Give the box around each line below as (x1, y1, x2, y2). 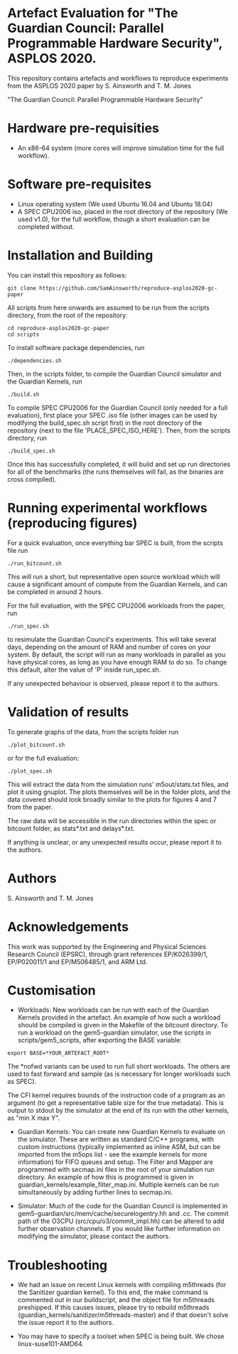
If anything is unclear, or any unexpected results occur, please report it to (7, 837, 222, 846)
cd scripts (7, 331, 40, 338)
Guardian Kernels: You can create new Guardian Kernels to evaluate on (17, 1128, 226, 1136)
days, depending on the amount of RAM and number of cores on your (7, 642, 211, 651)
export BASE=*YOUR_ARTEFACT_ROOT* (7, 1049, 110, 1057)
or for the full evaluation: (7, 753, 80, 762)
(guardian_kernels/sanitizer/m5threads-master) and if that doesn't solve (17, 1311, 229, 1319)
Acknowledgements (7, 919, 129, 935)
